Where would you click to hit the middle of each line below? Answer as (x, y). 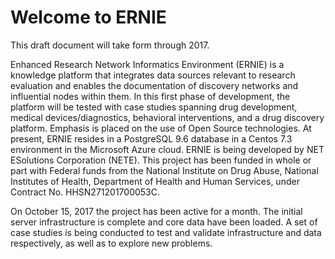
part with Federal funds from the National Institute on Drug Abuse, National (164, 170)
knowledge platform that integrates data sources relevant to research (153, 75)
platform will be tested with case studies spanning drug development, (154, 107)
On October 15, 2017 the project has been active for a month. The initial (156, 211)
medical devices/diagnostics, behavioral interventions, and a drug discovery (167, 117)
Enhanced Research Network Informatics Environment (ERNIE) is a (147, 64)
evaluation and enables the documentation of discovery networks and (154, 85)
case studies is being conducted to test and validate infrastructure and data (166, 232)
